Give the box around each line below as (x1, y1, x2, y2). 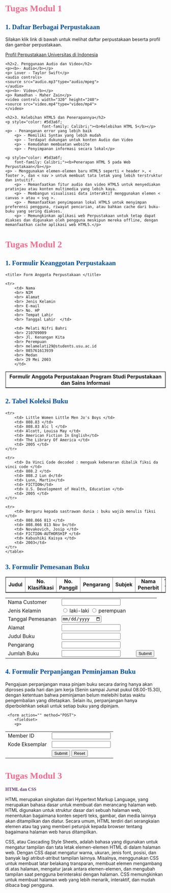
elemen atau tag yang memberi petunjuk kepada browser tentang (5, 823, 142, 829)
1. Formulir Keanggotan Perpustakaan (5, 259, 116, 267)
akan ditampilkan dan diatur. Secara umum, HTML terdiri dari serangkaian (5, 817, 160, 824)
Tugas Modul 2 (5, 239, 62, 250)
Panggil (59, 584, 78, 591)
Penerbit (137, 584, 159, 591)
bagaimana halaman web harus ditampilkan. (5, 829, 98, 835)
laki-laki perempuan (69, 607, 126, 614)
